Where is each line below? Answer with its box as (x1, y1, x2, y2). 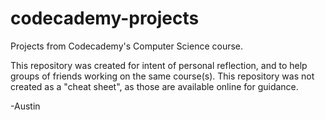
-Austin (10, 100, 41, 112)
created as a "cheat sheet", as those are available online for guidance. (10, 80, 299, 92)
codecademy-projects (10, 7, 200, 30)
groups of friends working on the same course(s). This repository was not (10, 70, 315, 82)
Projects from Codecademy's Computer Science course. (10, 40, 244, 52)
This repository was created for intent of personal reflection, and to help (10, 59, 308, 71)
